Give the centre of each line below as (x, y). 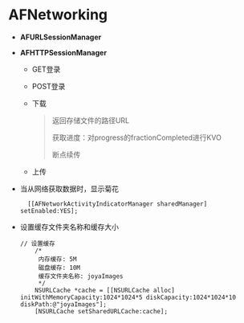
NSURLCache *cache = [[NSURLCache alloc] (105, 290)
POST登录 (49, 86)
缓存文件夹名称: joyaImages (81, 276)
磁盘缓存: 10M (59, 268)
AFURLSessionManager (61, 37)
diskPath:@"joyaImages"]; (63, 304)
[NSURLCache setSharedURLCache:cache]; (102, 311)
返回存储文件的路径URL (91, 120)
